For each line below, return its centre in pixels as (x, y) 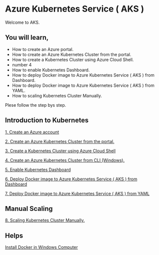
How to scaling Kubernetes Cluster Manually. (57, 96)
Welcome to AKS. (23, 22)
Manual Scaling (29, 209)
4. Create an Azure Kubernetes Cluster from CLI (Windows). (65, 160)
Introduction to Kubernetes (47, 120)
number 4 (22, 64)
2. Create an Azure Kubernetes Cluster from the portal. (60, 141)
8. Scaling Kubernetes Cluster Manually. (45, 220)
